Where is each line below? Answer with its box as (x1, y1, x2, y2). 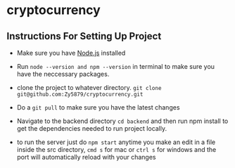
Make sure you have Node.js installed (16, 49, 126, 57)
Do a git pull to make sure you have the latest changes (16, 103, 180, 111)
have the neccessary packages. (16, 70, 110, 78)
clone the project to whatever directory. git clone (16, 84, 162, 91)
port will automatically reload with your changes (16, 153, 156, 161)
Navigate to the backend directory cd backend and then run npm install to (16, 117, 229, 125)
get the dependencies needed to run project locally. (16, 124, 167, 132)
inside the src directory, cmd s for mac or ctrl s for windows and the (16, 146, 217, 153)
